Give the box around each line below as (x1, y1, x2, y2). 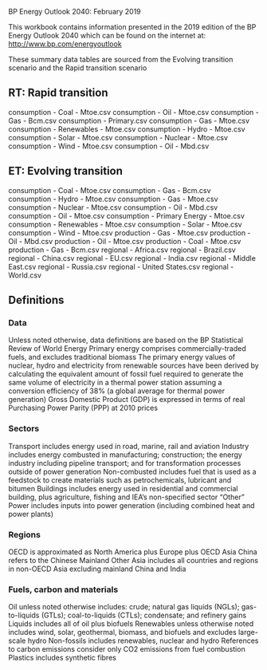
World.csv (8, 270, 42, 280)
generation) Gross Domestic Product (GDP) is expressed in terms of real (8, 395, 245, 404)
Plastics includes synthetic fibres (8, 653, 117, 663)
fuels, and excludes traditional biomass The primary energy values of (8, 353, 236, 362)
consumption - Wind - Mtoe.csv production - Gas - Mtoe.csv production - (8, 227, 251, 238)
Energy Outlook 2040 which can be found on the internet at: (8, 31, 206, 40)
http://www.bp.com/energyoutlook (8, 39, 122, 49)
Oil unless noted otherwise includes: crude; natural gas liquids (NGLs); (8, 602, 240, 612)
